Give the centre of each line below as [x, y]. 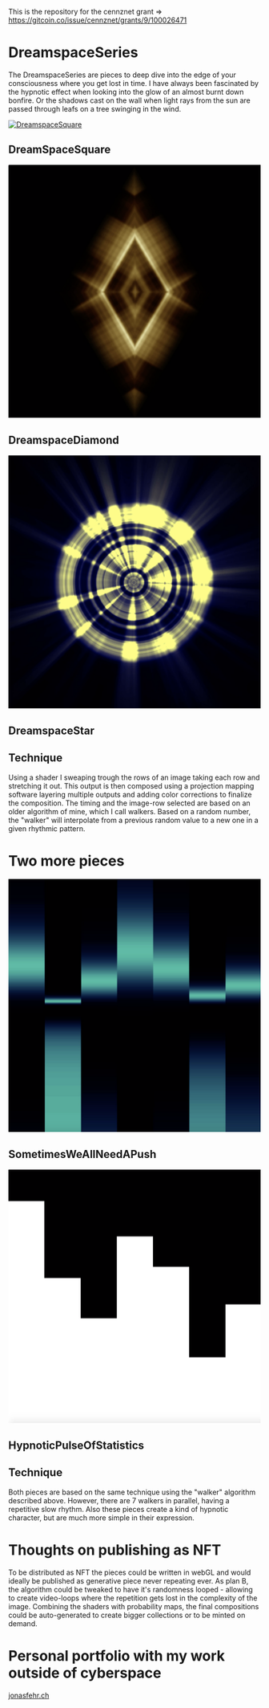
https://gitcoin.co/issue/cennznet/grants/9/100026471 [98, 20]
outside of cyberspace [85, 1673]
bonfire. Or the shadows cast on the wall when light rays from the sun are [129, 100]
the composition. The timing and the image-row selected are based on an [129, 803]
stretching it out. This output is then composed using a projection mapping [131, 785]
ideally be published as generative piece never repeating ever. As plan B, [128, 1580]
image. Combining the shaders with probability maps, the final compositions [134, 1606]
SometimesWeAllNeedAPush [82, 1154]
